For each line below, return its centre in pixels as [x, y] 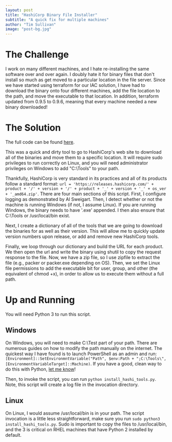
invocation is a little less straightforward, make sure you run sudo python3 [83, 418]
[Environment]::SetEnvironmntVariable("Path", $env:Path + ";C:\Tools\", [86, 358]
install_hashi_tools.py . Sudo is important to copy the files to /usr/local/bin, [86, 424]
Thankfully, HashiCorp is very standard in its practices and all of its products [86, 178]
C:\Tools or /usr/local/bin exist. [38, 216]
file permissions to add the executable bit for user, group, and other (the [82, 268]
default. [14, 435]
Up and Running [40, 300]
